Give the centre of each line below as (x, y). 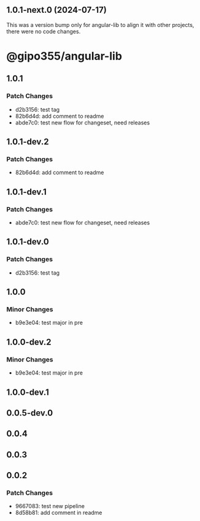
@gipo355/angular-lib (64, 56)
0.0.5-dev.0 (30, 413)
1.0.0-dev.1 (28, 392)
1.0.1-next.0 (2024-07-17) (57, 10)
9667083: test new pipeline (50, 506)
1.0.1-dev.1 (27, 192)
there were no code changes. (44, 31)
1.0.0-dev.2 (29, 342)
